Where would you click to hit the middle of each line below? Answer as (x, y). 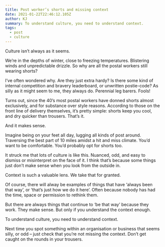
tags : (11, 28)
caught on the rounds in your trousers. (44, 239)
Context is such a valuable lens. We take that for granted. (63, 175)
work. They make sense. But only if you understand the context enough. (78, 210)
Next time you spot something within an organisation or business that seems (82, 228)
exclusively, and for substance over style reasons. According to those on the (82, 106)
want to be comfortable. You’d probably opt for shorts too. (64, 145)
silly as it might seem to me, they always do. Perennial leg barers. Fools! (78, 91)
